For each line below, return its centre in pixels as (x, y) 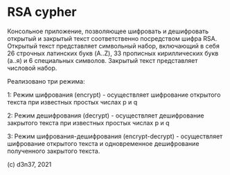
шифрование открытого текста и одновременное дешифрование (103, 143)
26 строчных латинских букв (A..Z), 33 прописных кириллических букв (113, 53)
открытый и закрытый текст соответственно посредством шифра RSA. (112, 38)
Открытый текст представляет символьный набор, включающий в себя (113, 46)
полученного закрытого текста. (54, 151)
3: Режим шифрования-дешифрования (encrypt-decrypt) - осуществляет (115, 136)
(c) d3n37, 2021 (29, 164)
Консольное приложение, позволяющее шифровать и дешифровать (108, 31)
